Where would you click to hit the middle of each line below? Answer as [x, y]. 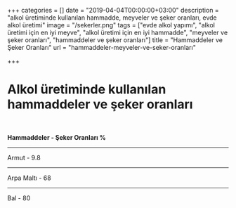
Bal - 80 [19, 198]
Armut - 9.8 [24, 157]
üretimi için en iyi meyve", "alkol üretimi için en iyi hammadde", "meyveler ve [118, 32]
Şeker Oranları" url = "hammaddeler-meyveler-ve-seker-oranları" [102, 47]
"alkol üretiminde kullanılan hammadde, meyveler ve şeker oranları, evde [112, 18]
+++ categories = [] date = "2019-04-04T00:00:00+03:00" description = [113, 10]
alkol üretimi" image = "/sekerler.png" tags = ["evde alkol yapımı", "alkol [111, 25]
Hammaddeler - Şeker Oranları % [57, 137]
